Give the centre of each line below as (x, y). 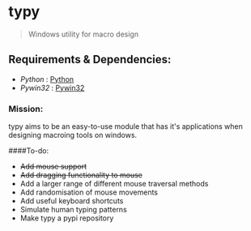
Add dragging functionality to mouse (81, 175)
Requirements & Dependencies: (90, 60)
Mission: (26, 109)
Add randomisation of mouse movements (89, 192)
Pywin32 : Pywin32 (52, 88)
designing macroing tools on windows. (73, 135)
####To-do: (29, 151)
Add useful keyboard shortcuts (72, 201)
